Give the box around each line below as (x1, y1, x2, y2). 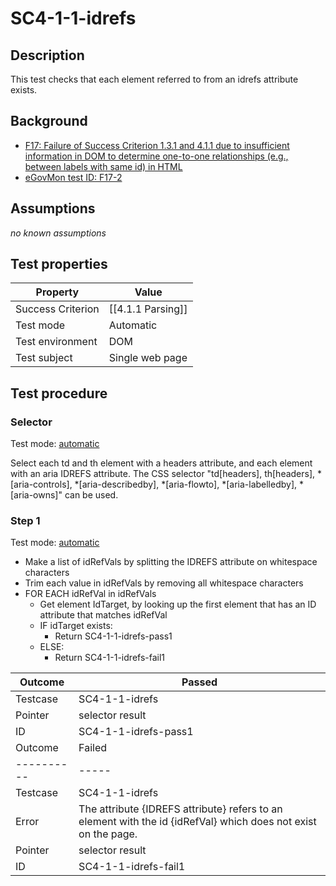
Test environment (15, 335, 98, 349)
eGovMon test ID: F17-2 (24, 171, 123, 183)
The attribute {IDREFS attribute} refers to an (78, 802, 283, 816)
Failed (78, 741, 108, 755)
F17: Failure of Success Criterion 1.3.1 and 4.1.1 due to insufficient (24, 139, 290, 151)
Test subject (15, 351, 73, 365)
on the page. (78, 827, 138, 841)
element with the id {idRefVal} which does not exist (78, 815, 317, 829)
